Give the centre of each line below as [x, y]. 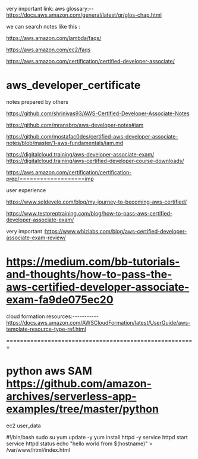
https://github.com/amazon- [79, 384]
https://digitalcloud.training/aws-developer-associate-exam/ [80, 154]
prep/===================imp [50, 178]
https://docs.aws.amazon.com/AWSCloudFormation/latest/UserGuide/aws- [98, 322]
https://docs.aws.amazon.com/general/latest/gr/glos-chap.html [84, 15]
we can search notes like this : [43, 27]
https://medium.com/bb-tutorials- [93, 262]
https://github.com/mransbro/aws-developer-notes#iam [75, 125]
